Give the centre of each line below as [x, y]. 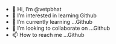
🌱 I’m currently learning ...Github [52, 22]
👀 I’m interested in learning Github [54, 15]
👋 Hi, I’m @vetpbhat [37, 9]
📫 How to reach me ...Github [48, 35]
